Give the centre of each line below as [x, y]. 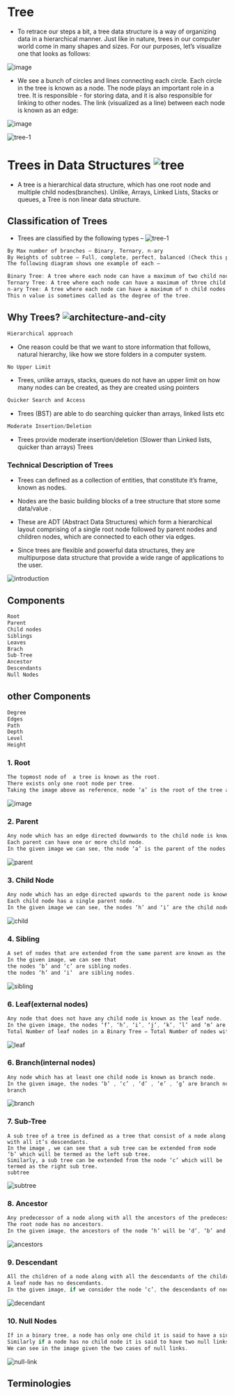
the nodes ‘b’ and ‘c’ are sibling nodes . [70, 966]
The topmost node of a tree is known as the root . [84, 777]
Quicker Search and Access [46, 400]
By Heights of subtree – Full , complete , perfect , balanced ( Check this [115, 257]
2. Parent [23, 821]
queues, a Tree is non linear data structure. [79, 199]
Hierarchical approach [40, 334]
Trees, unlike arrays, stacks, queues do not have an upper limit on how [119, 380]
